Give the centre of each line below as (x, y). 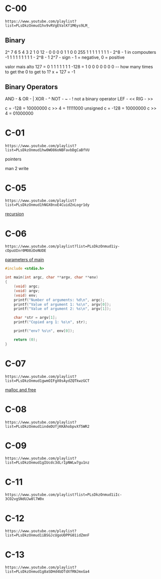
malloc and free (21, 390)
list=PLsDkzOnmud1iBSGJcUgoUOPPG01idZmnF (47, 535)
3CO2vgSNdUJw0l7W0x (25, 499)
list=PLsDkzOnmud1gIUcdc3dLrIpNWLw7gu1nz (47, 463)
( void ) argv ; (27, 291)
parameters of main (25, 260)
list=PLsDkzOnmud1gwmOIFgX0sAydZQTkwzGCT (47, 381)
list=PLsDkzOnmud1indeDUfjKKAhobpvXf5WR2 (47, 426)
